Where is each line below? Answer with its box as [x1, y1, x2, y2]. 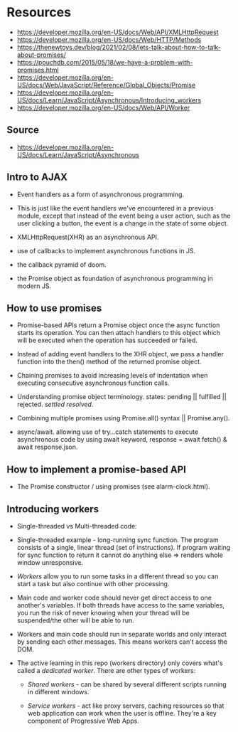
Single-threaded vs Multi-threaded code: [16, 522, 137, 530]
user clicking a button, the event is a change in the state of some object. [16, 218, 229, 228]
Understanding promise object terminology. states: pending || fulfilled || [16, 393, 227, 401]
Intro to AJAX [6, 171, 68, 184]
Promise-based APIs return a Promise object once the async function [16, 321, 220, 329]
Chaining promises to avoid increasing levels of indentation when [16, 371, 208, 380]
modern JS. [16, 282, 51, 290]
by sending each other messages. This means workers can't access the [16, 637, 228, 646]
